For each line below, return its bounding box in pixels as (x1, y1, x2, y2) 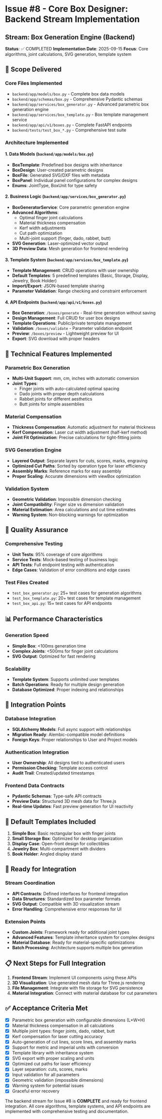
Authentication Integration (5, 748, 69, 755)
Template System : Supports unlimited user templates (12, 676, 119, 682)
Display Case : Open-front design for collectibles (12, 841, 110, 847)
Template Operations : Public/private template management (12, 320, 132, 326)
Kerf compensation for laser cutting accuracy (12, 1033, 103, 1039)
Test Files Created (5, 579, 49, 585)
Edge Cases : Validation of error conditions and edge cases (12, 567, 130, 573)
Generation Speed (5, 632, 49, 639)
